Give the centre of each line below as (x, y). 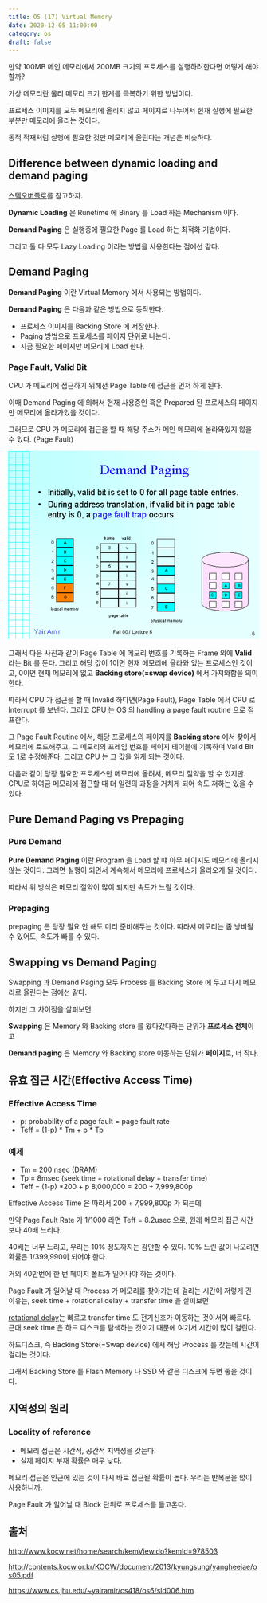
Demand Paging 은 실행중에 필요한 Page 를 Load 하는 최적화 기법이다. (120, 230)
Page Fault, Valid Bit (48, 367)
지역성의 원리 (39, 1409)
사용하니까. (26, 1487)
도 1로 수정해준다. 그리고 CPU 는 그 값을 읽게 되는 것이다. (96, 756)
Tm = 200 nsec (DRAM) (59, 1169)
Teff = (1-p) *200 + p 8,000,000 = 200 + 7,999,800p (106, 1186)
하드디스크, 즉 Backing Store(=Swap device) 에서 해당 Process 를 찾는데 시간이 (134, 1344)
